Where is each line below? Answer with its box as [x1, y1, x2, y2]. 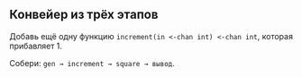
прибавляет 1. [9, 40, 63, 51]
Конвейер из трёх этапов [9, 7, 159, 22]
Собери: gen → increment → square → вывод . [9, 57, 176, 68]
